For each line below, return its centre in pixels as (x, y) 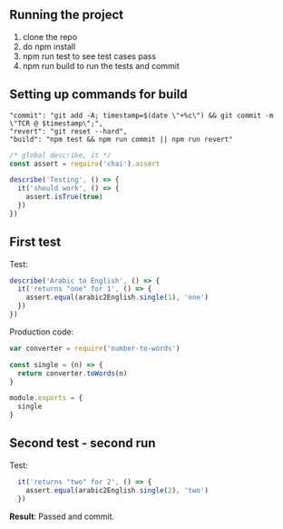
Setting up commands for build (98, 95)
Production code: (42, 332)
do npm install (49, 46)
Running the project (67, 15)
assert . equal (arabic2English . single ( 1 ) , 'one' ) (117, 298)
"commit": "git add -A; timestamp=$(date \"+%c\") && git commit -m (141, 115)
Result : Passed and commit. (62, 516)
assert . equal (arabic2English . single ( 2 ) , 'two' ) (117, 490)
